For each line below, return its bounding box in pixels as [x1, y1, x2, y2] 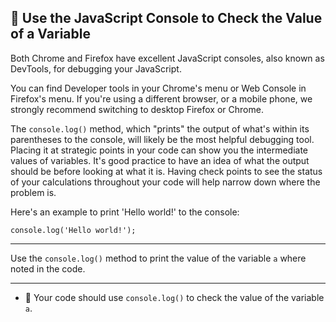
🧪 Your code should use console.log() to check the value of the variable [24, 291, 325, 303]
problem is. [10, 186, 57, 198]
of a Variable [10, 26, 91, 43]
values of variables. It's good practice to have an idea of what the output [10, 154, 310, 166]
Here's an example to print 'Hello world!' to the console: [10, 206, 240, 218]
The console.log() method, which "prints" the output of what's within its [10, 122, 310, 135]
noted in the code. [10, 262, 86, 275]
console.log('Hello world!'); [10, 225, 137, 235]
